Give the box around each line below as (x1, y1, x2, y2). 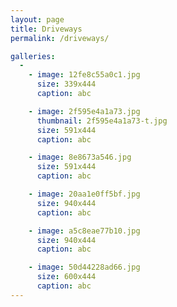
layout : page (10, 14, 65, 25)
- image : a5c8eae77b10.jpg (28, 226, 141, 236)
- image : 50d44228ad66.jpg (28, 262, 141, 273)
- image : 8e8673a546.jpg (28, 152, 132, 163)
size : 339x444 (36, 79, 97, 90)
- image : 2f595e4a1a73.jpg (28, 106, 141, 116)
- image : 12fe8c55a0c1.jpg (28, 70, 141, 80)
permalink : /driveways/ (10, 33, 110, 43)
